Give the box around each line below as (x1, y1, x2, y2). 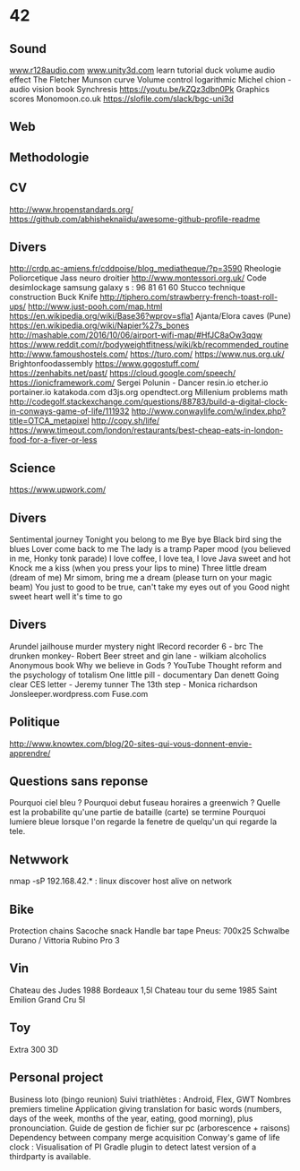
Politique (9, 714, 60, 730)
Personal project (9, 1070, 104, 1085)
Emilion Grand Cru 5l (9, 994, 86, 1004)
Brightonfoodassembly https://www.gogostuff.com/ (9, 358, 200, 369)
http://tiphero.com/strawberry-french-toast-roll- (99, 292, 279, 303)
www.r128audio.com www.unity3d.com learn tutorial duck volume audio (9, 65, 276, 75)
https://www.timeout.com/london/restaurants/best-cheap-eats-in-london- (9, 425, 284, 435)
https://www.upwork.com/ (9, 485, 106, 495)
